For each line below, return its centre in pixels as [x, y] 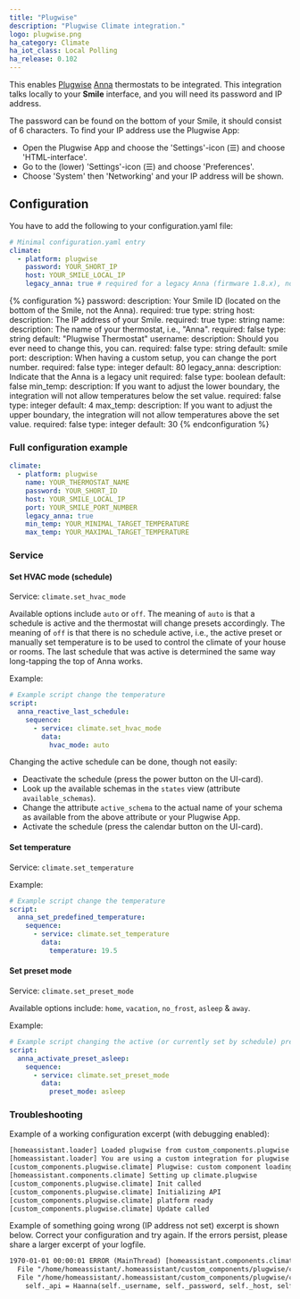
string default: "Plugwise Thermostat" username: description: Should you [144, 339]
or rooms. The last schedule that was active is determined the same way [142, 652]
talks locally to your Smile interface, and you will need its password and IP [146, 94]
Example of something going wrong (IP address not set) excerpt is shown [144, 1226]
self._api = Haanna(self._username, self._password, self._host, [150, 1286]
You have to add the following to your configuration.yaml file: [121, 225]
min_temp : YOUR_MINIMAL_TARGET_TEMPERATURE [108, 524]
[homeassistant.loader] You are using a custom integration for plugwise [150, 1159]
